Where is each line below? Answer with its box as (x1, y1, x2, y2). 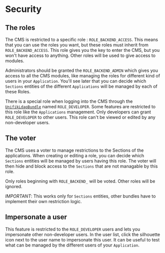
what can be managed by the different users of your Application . (5, 242, 140, 248)
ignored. (5, 183, 22, 189)
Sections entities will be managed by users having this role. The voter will (5, 158, 156, 164)
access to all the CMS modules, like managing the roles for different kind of (5, 73, 160, 78)
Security (5, 3, 41, 15)
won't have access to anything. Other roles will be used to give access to (5, 52, 156, 58)
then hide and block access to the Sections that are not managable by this (5, 163, 158, 169)
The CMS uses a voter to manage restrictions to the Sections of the (5, 147, 144, 153)
